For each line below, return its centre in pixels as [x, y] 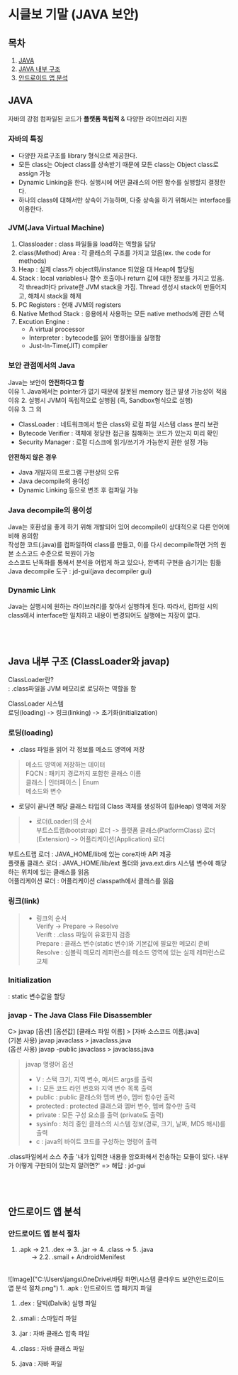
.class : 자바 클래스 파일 [51, 1348]
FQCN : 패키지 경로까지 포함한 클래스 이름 [83, 773]
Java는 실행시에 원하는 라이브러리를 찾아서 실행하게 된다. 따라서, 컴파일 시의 [113, 606]
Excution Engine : [44, 322]
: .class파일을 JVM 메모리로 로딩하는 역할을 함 [72, 689]
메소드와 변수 [44, 791]
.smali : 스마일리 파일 [47, 1318]
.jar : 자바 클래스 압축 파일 [54, 1333]
